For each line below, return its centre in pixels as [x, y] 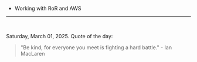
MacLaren [33, 54]
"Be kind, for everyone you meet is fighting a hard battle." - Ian [96, 48]
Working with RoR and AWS [48, 8]
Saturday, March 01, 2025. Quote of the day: [60, 36]
